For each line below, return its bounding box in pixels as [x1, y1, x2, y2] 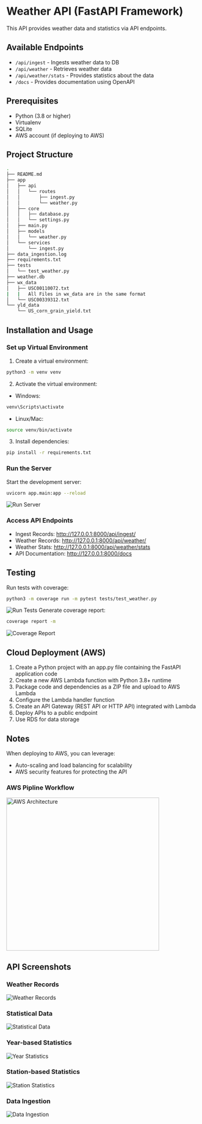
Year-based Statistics [6, 1038, 72, 1047]
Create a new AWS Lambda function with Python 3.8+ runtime [15, 677, 172, 684]
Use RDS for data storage [15, 715, 80, 723]
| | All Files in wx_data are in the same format [6, 291, 146, 297]
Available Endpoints [6, 42, 84, 53]
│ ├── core [6, 205, 40, 212]
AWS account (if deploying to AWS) [15, 132, 105, 139]
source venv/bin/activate [6, 427, 72, 433]
